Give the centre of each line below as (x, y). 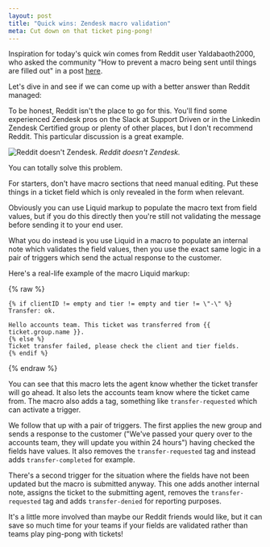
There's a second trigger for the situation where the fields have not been (129, 475)
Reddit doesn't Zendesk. (140, 152)
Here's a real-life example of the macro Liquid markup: (99, 273)
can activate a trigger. (45, 410)
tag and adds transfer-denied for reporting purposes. (132, 501)
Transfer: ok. (32, 311)
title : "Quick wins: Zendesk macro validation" (90, 23)
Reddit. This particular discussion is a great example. (96, 137)
